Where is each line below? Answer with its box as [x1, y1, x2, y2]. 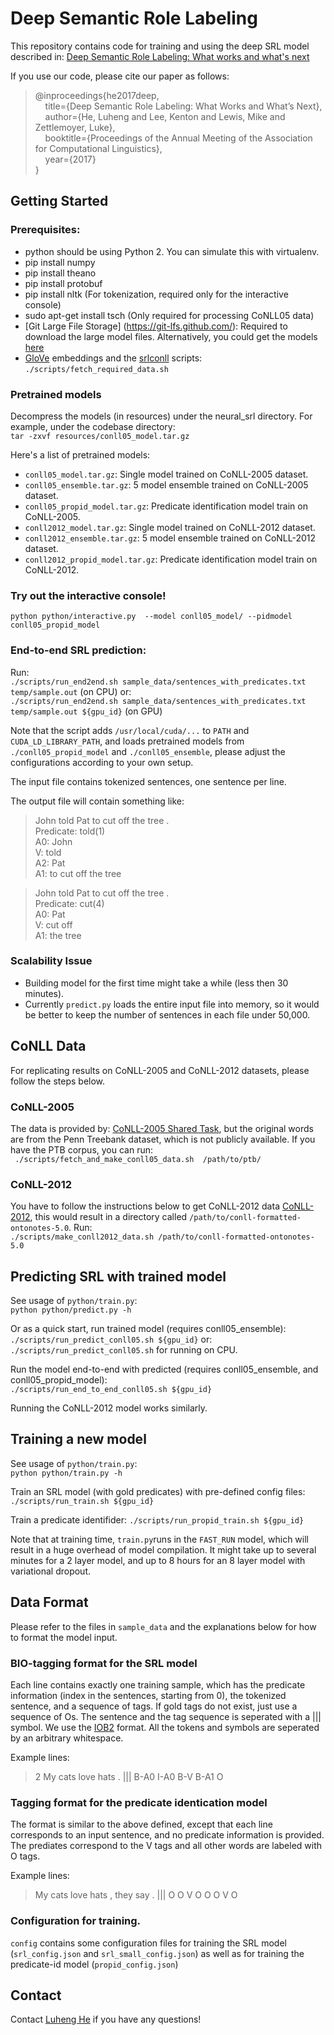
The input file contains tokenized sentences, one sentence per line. [10, 775, 287, 787]
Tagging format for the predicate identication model [10, 1795, 268, 1809]
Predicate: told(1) [34, 825, 106, 837]
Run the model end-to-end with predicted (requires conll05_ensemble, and [10, 1363, 319, 1376]
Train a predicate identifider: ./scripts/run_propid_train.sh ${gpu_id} [10, 1513, 305, 1526]
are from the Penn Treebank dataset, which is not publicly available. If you [10, 1133, 316, 1145]
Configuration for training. [10, 1914, 142, 1928]
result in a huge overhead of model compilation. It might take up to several [10, 1543, 317, 1556]
